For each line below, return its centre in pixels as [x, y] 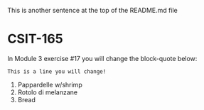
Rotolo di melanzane [48, 92]
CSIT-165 [35, 39]
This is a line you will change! [57, 71]
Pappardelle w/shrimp [50, 84]
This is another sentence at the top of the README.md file [92, 10]
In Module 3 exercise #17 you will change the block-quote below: [102, 58]
